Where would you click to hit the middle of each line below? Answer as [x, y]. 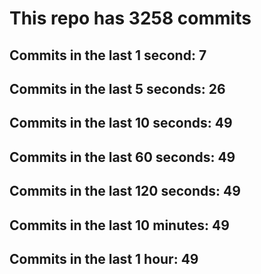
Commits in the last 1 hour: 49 [104, 258]
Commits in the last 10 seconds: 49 [121, 123]
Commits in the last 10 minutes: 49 [119, 225]
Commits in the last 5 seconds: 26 [117, 88]
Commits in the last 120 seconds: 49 [125, 191]
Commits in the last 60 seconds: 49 [122, 157]
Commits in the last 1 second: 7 [108, 55]
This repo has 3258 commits [130, 18]
